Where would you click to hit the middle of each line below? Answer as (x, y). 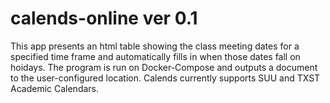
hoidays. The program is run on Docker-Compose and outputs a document (164, 67)
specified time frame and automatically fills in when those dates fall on (155, 56)
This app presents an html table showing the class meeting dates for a (155, 46)
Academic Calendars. (55, 88)
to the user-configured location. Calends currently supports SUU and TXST (165, 78)
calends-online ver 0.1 (104, 18)
